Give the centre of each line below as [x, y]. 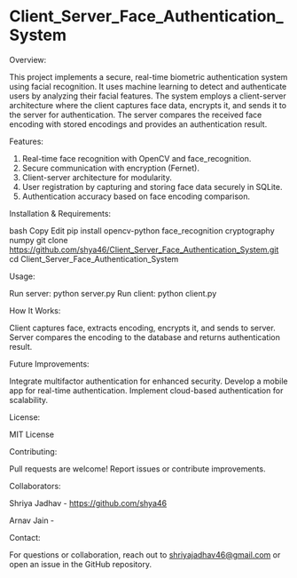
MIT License [32, 434]
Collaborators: [35, 486]
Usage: [22, 276]
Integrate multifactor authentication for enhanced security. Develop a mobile [148, 381]
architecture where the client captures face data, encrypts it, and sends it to [148, 105]
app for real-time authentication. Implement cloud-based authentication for [146, 390]
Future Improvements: [50, 364]
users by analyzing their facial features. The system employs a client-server [148, 96]
